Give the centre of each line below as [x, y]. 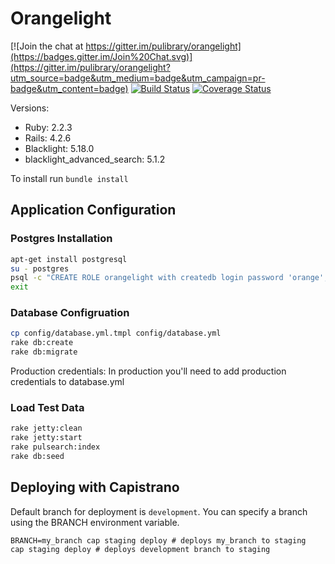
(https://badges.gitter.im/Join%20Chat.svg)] [101, 56]
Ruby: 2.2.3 [48, 127]
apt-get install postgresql [69, 259]
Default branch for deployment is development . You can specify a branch [159, 511]
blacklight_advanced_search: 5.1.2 [95, 159]
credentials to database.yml [67, 382]
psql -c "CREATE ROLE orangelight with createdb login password [147, 278]
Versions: [30, 108]
